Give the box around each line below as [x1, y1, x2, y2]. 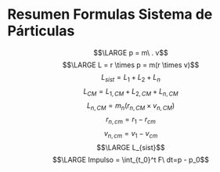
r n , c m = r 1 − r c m [106, 115, 156, 126]
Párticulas [7, 22, 75, 40]
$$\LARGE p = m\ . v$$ [92, 48, 169, 57]
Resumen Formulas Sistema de [7, 5, 213, 23]
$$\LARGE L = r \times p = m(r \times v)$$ [62, 60, 200, 70]
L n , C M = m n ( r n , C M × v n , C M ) [86, 100, 175, 112]
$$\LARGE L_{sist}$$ [96, 142, 165, 152]
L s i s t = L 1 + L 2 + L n [100, 72, 161, 84]
